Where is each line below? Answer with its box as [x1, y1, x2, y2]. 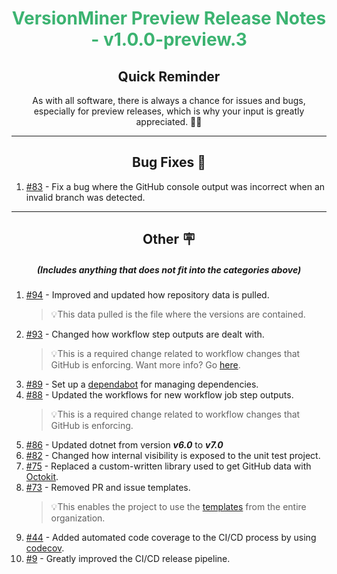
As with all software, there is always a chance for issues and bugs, [32, 95, 306, 106]
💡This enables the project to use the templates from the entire [50, 501, 307, 513]
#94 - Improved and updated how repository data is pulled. [25, 289, 270, 301]
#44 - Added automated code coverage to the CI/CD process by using [25, 532, 317, 544]
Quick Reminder [117, 68, 221, 85]
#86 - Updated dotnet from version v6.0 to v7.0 [25, 439, 224, 451]
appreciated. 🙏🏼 [135, 116, 203, 127]
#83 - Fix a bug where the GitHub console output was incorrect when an [25, 180, 326, 192]
